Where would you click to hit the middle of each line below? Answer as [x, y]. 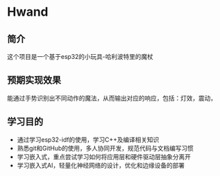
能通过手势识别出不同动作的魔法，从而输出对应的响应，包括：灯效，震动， [112, 98]
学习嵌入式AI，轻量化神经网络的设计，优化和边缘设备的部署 [101, 165]
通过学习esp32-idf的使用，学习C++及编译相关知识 [88, 139]
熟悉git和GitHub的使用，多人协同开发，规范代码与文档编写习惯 [105, 148]
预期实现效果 [34, 80]
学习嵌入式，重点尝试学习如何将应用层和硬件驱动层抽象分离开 [104, 156]
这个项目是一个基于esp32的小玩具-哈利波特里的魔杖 [80, 56]
